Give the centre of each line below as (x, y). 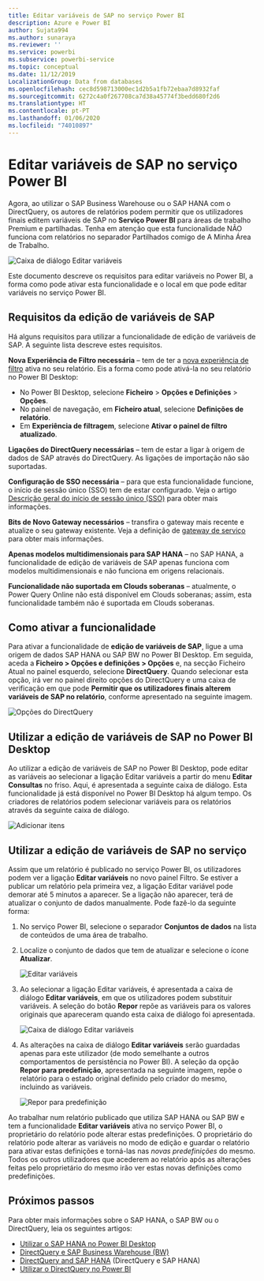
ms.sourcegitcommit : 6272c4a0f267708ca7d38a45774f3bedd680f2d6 (114, 96)
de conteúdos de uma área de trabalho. (84, 935)
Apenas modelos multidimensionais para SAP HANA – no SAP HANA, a (126, 554)
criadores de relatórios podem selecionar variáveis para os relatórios (120, 802)
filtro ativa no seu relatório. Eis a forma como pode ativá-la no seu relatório (130, 369)
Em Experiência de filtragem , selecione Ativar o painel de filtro (123, 425)
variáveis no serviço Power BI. (57, 292)
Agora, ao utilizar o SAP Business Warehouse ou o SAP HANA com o (119, 203)
